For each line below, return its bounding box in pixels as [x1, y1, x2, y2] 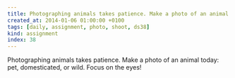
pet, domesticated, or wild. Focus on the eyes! [7, 63, 142, 72]
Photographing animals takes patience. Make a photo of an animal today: [7, 56, 219, 64]
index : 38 [7, 37, 37, 44]
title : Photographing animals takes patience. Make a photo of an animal [7, 10, 229, 18]
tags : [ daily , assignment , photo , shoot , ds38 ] [7, 23, 150, 30]
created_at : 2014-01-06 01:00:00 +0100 [7, 17, 125, 24]
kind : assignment [7, 30, 59, 37]
